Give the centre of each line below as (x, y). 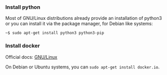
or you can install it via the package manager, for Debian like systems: (79, 23)
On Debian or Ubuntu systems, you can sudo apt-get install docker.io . (82, 67)
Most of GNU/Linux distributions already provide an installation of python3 (84, 18)
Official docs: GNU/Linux (31, 57)
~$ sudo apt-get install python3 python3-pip (55, 33)
